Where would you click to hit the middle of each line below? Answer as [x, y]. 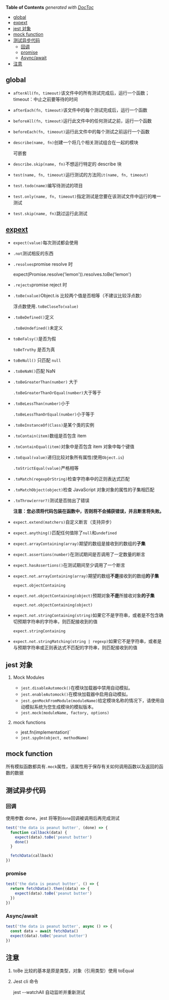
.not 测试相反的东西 [33, 253]
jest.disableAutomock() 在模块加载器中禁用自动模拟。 [77, 688]
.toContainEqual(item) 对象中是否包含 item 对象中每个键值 [74, 446]
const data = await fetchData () [45, 931]
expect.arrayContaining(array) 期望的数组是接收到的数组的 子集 [79, 543]
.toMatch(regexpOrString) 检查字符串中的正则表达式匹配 [71, 478]
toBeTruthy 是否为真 [34, 349]
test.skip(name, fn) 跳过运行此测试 [50, 213]
